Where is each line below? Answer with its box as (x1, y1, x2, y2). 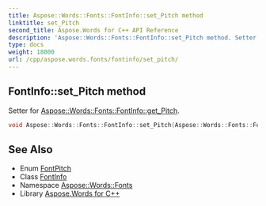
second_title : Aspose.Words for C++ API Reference (8, 26, 179, 34)
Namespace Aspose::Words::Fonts (19, 181, 133, 190)
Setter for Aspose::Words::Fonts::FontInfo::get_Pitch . (8, 106, 180, 115)
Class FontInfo (19, 172, 67, 182)
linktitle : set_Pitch (8, 19, 80, 27)
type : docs (8, 41, 44, 49)
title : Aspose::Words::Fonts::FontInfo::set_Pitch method (8, 11, 203, 20)
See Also (8, 143, 53, 156)
